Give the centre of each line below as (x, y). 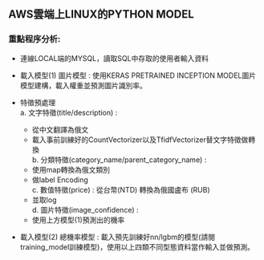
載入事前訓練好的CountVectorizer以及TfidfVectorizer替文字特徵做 (140, 140)
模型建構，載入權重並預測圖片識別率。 (83, 85)
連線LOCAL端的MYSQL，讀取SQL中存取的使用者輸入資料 (114, 58)
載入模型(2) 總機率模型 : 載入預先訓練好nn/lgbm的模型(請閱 (117, 237)
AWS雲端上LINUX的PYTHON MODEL (101, 14)
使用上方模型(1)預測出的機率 (78, 220)
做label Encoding (60, 180)
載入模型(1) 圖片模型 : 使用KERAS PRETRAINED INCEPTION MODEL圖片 (138, 75)
